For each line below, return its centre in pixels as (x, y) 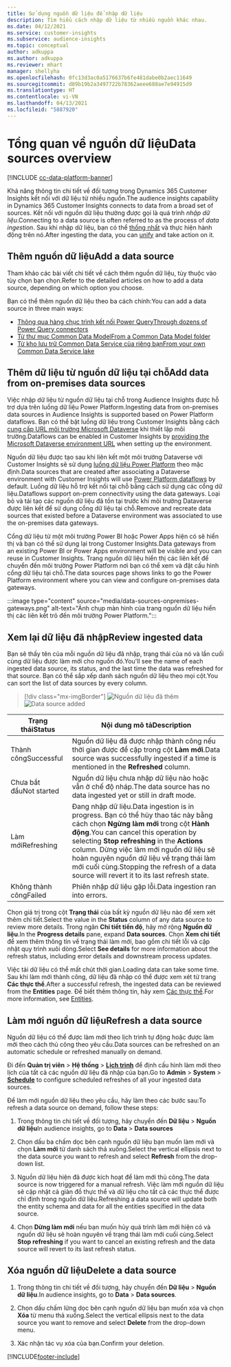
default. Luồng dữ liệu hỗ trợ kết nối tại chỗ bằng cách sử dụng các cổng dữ (115, 486)
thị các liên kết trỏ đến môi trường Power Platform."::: (82, 616)
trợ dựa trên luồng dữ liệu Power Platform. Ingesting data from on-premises (113, 407)
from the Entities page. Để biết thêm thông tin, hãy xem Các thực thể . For (111, 991)
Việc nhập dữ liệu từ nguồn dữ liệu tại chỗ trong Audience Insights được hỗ (113, 400)
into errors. (90, 895)
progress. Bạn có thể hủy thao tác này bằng (142, 815)
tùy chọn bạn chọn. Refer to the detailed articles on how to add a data (105, 280)
